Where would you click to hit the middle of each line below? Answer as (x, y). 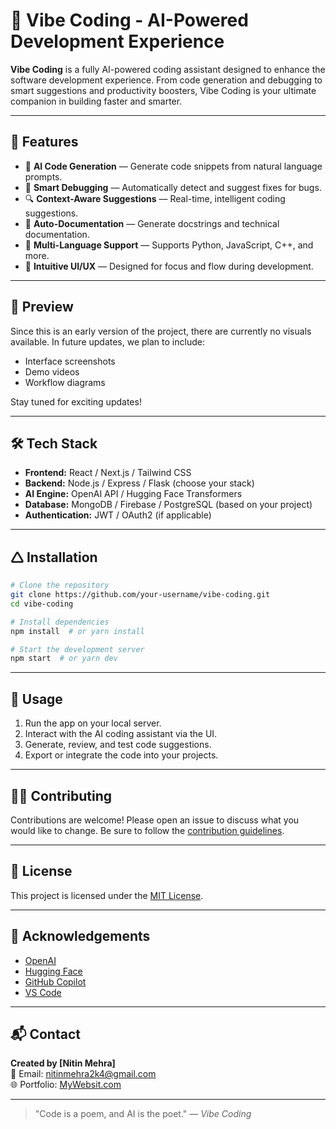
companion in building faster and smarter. (96, 101)
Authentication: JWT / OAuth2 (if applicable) (118, 515)
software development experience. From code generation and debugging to (166, 80)
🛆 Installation (54, 557)
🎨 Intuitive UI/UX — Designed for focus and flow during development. (169, 266)
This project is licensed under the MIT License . (107, 895)
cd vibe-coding (42, 604)
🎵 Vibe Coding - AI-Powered (129, 20)
